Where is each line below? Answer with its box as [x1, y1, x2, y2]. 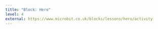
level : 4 [5, 12, 24, 17]
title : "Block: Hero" [5, 7, 51, 12]
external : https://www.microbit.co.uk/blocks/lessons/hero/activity [5, 16, 153, 21]
